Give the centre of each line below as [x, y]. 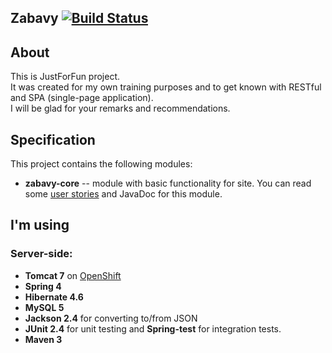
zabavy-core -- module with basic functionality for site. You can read [168, 183]
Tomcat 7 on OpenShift [73, 275]
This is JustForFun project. [65, 77]
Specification [53, 139]
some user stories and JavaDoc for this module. [123, 194]
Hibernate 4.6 [54, 297]
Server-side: [41, 254]
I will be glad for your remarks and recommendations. [120, 108]
